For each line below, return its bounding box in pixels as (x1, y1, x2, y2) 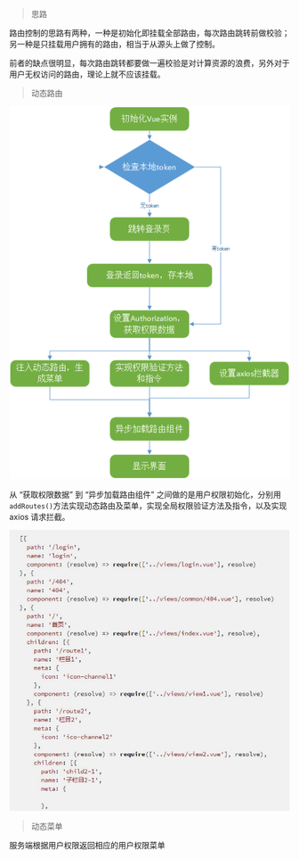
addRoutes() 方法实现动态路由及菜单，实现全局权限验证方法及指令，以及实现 (9, 500, 287, 511)
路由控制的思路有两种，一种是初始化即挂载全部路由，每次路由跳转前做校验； (9, 28, 290, 38)
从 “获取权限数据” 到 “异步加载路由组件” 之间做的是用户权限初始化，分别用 (9, 489, 282, 500)
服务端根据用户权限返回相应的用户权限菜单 (9, 840, 166, 851)
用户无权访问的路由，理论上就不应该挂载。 (9, 69, 166, 79)
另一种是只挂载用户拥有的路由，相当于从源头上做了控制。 (9, 39, 220, 49)
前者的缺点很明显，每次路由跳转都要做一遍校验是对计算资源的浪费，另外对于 (9, 58, 290, 68)
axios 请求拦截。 (9, 511, 70, 522)
